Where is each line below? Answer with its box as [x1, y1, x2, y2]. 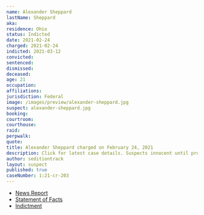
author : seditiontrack [6, 155, 64, 162]
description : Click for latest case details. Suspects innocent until [6, 150, 189, 156]
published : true [6, 167, 47, 173]
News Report [15, 189, 49, 196]
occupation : [6, 83, 36, 89]
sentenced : [6, 60, 34, 66]
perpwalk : [6, 133, 32, 140]
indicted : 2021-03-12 [6, 49, 61, 55]
